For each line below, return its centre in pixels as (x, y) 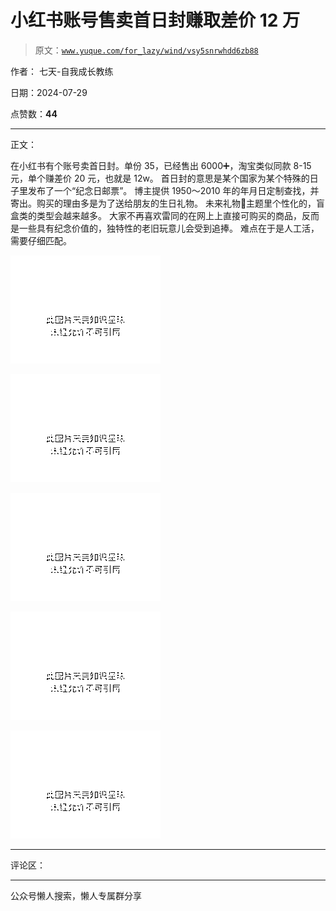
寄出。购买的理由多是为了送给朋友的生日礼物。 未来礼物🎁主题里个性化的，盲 (168, 203)
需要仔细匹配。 (41, 240)
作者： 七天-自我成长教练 (62, 71)
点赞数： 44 (34, 113)
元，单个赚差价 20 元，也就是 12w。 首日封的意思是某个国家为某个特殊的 (160, 178)
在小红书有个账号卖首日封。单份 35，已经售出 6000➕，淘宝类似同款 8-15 (161, 165)
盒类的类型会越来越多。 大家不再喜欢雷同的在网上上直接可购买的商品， (156, 215)
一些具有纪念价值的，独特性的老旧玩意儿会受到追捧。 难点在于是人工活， (169, 228)
